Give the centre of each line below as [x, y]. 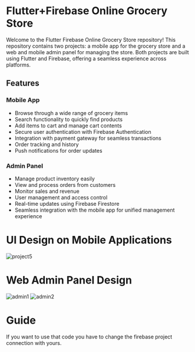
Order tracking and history [47, 144]
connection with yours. [34, 343]
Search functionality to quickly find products [68, 119]
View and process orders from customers [65, 185]
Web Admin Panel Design [69, 280]
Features [23, 83]
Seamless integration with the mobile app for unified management [95, 210]
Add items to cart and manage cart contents [68, 126]
